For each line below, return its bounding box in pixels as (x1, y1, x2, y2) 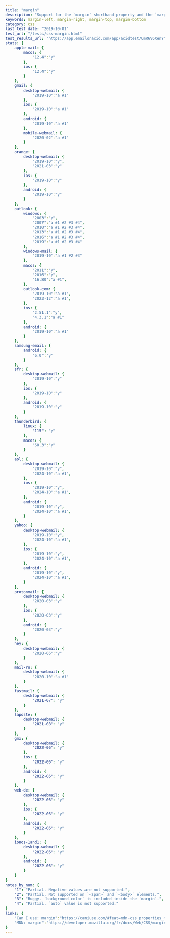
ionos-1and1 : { (14, 840, 47, 845)
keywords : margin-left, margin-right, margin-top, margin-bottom (5, 17, 146, 22)
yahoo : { (14, 523, 33, 528)
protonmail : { (14, 589, 44, 594)
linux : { (23, 423, 42, 429)
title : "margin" (5, 7, 39, 13)
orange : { (14, 150, 35, 155)
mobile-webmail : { (23, 130, 62, 135)
